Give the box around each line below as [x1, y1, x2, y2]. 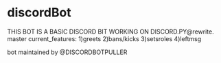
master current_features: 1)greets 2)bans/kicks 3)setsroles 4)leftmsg [7, 34, 202, 42]
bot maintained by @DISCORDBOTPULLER [7, 48, 128, 56]
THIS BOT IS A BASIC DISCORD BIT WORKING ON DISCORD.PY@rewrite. [7, 27, 214, 36]
